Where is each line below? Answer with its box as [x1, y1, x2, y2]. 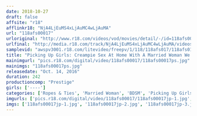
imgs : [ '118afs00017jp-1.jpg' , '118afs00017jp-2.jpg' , [6, 101, 143, 107]
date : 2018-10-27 [6, 8, 49, 15]
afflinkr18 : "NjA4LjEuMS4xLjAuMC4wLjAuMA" [6, 25, 111, 31]
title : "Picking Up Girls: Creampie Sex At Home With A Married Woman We [6, 52, 191, 58]
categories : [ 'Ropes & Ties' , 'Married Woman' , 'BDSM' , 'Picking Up [6, 90, 177, 96]
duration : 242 [6, 74, 41, 80]
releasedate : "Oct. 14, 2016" [6, 69, 80, 74]
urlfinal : [6, 42, 30, 47]
